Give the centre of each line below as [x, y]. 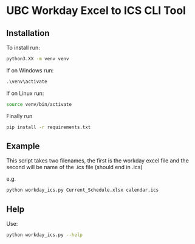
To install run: [23, 47]
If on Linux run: [25, 93]
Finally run [19, 116]
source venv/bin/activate [39, 104]
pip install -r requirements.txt [49, 127]
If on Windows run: [30, 70]
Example [23, 146]
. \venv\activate [27, 82]
